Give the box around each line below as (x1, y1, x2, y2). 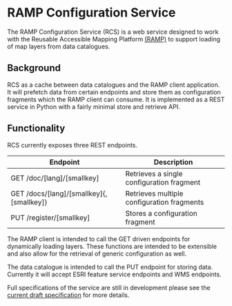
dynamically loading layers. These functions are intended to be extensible (7, 242, 217, 250)
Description (153, 157, 193, 167)
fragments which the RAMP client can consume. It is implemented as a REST (7, 95, 225, 103)
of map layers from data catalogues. (7, 42, 110, 50)
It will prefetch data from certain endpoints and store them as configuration (7, 88, 221, 96)
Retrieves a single (125, 169, 183, 178)
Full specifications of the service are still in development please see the (7, 283, 211, 292)
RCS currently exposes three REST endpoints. (7, 141, 138, 149)
